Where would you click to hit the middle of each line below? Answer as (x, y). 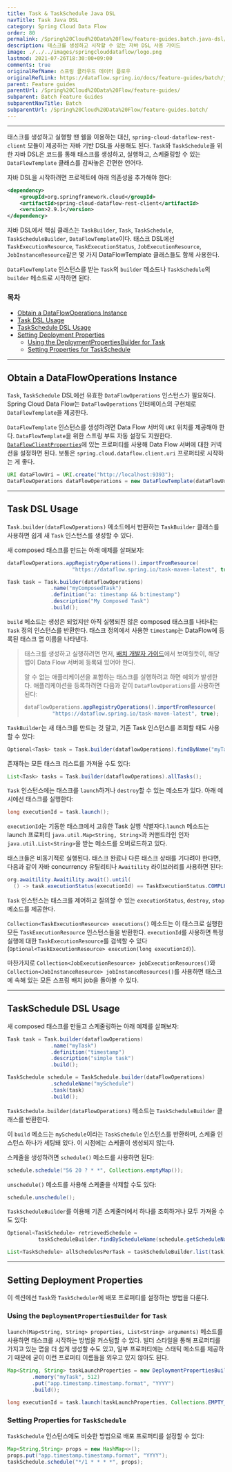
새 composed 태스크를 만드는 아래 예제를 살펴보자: (76, 550)
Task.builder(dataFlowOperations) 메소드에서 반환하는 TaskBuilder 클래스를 (113, 527)
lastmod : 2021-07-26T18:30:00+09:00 (60, 59)
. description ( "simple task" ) (93, 1059)
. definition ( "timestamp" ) (88, 1052)
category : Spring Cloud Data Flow (57, 26)
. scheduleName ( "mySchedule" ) (93, 1084)
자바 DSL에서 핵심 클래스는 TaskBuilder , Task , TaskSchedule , (90, 230)
